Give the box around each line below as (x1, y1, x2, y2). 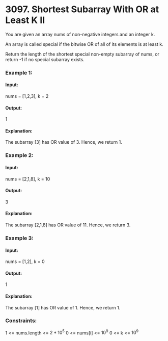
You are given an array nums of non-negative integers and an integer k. (5, 31, 155, 37)
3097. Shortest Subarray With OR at (5, 4, 159, 15)
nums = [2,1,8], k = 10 (5, 176, 50, 182)
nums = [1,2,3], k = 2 (5, 93, 49, 99)
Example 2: (5, 152, 34, 159)
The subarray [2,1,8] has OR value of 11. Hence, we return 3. (5, 222, 131, 228)
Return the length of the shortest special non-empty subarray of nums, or (5, 51, 159, 57)
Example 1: (5, 69, 33, 76)
